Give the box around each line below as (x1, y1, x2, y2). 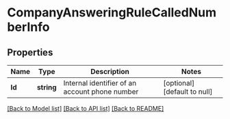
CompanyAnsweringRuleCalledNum (7, 5, 217, 21)
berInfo (7, 19, 50, 35)
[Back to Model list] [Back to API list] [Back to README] (7, 105, 164, 112)
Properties (7, 47, 53, 58)
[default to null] (163, 87, 213, 96)
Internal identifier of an (63, 79, 137, 88)
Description (90, 67, 130, 76)
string (36, 83, 57, 92)
